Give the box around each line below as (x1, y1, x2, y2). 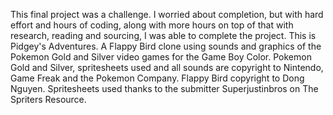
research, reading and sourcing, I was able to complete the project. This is (10, 30, 317, 41)
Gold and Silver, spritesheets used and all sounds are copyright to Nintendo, (10, 62, 324, 73)
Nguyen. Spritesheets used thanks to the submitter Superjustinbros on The (10, 83, 319, 94)
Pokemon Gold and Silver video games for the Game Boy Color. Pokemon (10, 51, 312, 63)
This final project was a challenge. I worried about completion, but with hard (10, 9, 324, 20)
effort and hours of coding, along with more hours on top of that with (10, 19, 294, 31)
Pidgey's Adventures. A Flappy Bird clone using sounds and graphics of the (10, 40, 322, 52)
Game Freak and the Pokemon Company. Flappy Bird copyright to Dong (10, 72, 305, 84)
